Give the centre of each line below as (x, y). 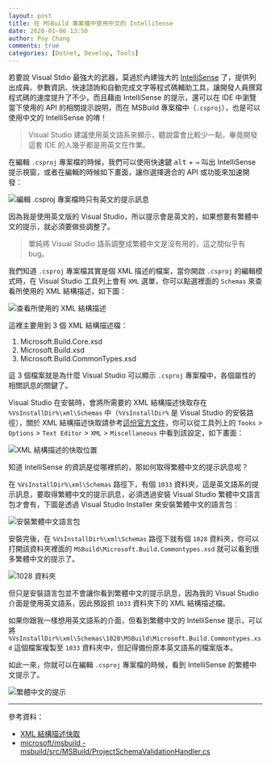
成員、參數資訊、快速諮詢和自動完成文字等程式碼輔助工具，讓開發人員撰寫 (139, 87)
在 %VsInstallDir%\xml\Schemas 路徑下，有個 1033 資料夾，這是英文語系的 (130, 484)
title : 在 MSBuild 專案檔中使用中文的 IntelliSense (91, 23)
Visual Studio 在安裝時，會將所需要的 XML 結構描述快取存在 (108, 403)
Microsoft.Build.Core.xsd (61, 341)
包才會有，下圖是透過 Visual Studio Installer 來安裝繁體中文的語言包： (124, 504)
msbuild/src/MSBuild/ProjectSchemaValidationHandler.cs (115, 751)
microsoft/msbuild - (53, 743)
